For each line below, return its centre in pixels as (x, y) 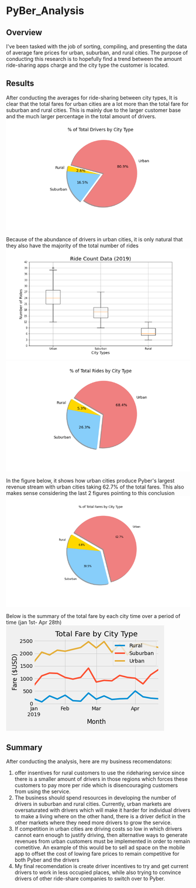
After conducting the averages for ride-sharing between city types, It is (92, 97)
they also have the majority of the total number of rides (72, 246)
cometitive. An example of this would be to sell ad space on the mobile (100, 848)
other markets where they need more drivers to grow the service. (93, 823)
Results (20, 83)
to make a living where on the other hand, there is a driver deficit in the (100, 817)
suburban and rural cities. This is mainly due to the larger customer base (94, 110)
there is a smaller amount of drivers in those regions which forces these (101, 779)
